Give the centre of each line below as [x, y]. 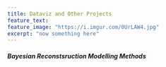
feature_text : [28, 20]
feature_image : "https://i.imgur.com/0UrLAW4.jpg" [83, 27]
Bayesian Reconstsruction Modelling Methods [77, 56]
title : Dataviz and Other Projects [60, 14]
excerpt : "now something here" [53, 33]
